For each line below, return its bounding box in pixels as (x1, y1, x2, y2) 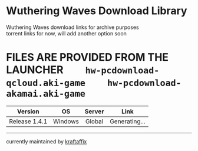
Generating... (110, 117, 146, 125)
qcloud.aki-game (6, 78, 85, 89)
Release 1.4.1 (9, 117, 48, 125)
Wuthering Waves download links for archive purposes (6, 24, 140, 31)
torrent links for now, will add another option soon (6, 29, 127, 37)
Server (84, 107, 104, 116)
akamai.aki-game (6, 88, 85, 100)
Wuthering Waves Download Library (6, 4, 187, 18)
